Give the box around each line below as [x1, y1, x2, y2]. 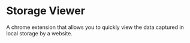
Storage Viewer [6, 4, 86, 18]
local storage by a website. [6, 29, 73, 37]
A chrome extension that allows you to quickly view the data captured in [6, 24, 184, 31]
